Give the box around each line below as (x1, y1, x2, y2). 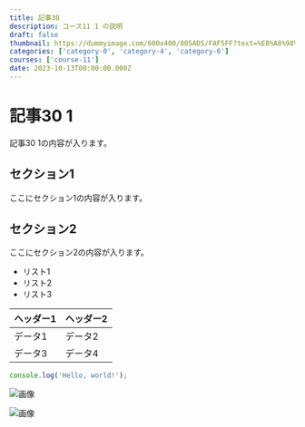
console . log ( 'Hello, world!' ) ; (9, 371, 128, 381)
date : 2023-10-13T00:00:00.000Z (9, 64, 132, 73)
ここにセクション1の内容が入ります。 (9, 192, 148, 203)
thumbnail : (9, 38, 51, 48)
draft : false (9, 30, 59, 39)
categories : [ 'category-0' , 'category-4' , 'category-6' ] (9, 47, 230, 56)
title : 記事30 (9, 13, 61, 23)
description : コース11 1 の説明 (9, 22, 123, 31)
